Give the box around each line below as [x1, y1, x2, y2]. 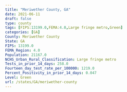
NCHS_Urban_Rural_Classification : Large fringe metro [5, 57, 117, 62]
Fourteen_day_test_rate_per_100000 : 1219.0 [5, 66, 95, 71]
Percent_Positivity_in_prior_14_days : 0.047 [5, 71, 97, 75]
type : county [5, 20, 32, 26]
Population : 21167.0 [5, 52, 47, 57]
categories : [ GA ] [5, 30, 40, 35]
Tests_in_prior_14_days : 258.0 [5, 61, 69, 66]
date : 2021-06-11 [5, 12, 40, 17]
